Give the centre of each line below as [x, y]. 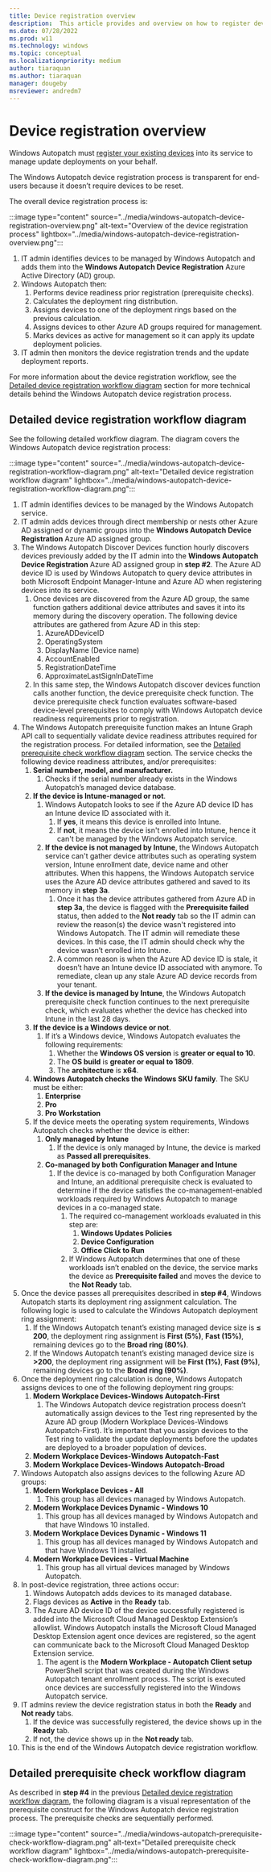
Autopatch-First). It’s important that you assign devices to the [146, 1431]
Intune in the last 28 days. [88, 1019]
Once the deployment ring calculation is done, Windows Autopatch [131, 1379]
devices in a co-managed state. [109, 1208]
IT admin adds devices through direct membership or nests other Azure [139, 522]
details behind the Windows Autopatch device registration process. [121, 394]
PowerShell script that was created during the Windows [137, 1670]
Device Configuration [117, 1242]
